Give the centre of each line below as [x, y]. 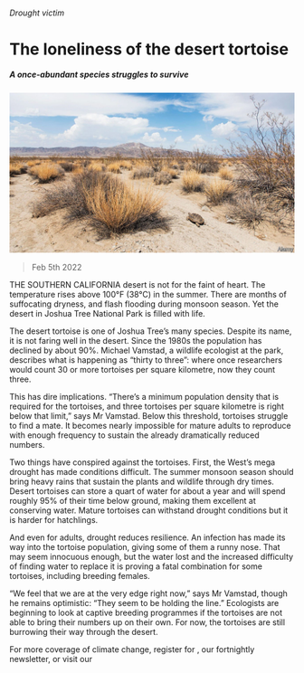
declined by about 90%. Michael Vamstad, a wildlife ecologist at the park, [147, 351]
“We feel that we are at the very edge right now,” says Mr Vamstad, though [148, 593]
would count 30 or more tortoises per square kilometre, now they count [142, 370]
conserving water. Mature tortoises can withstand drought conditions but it [149, 510]
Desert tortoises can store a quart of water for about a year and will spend [147, 491]
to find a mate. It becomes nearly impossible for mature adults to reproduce [150, 426]
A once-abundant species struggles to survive [99, 75]
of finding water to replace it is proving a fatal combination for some [136, 566]
